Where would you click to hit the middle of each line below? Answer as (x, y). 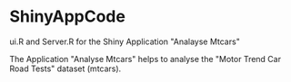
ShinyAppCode (67, 17)
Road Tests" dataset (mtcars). (65, 68)
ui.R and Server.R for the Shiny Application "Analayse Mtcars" (125, 41)
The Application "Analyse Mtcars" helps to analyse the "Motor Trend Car (145, 59)
